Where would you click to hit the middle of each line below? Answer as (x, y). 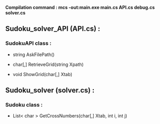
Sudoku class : (24, 105)
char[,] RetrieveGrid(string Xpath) (48, 64)
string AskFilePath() (34, 54)
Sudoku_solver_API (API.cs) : (53, 29)
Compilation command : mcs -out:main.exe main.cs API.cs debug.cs (80, 7)
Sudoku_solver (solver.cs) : (50, 91)
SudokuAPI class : (28, 43)
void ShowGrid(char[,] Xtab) (43, 74)
